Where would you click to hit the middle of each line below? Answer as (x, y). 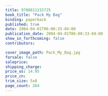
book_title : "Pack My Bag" (34, 15)
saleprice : (17, 62)
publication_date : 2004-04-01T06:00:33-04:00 (54, 34)
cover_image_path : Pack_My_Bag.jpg (43, 52)
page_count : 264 (22, 86)
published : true (22, 24)
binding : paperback (26, 19)
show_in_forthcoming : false (35, 39)
